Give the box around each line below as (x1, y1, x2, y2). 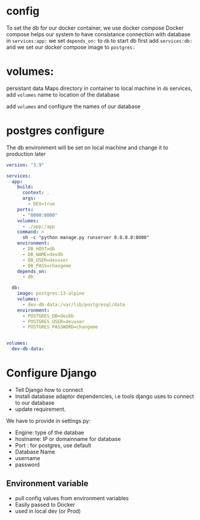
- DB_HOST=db (22, 246, 55, 252)
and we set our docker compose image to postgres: (6, 43, 136, 51)
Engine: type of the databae (14, 429, 84, 436)
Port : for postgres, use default (14, 442, 92, 449)
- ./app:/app (22, 223, 55, 230)
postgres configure (6, 124, 105, 138)
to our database (14, 399, 55, 406)
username (14, 455, 40, 461)
